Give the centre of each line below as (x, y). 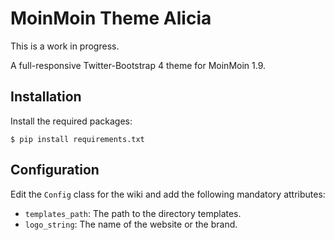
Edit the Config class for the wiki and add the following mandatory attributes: (168, 194)
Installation (46, 97)
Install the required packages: (71, 121)
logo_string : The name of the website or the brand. (131, 224)
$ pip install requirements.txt (77, 139)
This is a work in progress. (65, 46)
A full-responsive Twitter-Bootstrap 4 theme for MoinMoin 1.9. (138, 65)
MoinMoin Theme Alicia (111, 18)
